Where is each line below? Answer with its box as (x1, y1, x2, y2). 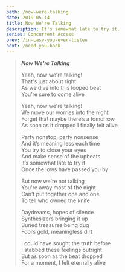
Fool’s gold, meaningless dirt (21, 228, 92, 235)
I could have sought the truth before (21, 239, 111, 246)
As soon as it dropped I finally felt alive (21, 121, 118, 129)
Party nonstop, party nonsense (21, 133, 98, 140)
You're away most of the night (21, 183, 97, 191)
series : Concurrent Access (6, 32, 74, 38)
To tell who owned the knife (21, 197, 91, 204)
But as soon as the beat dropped (21, 253, 103, 260)
